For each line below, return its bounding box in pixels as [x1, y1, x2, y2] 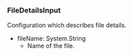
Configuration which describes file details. [7, 21, 127, 30]
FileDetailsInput [7, 5, 61, 15]
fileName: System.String [16, 34, 86, 43]
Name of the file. [27, 42, 75, 50]
